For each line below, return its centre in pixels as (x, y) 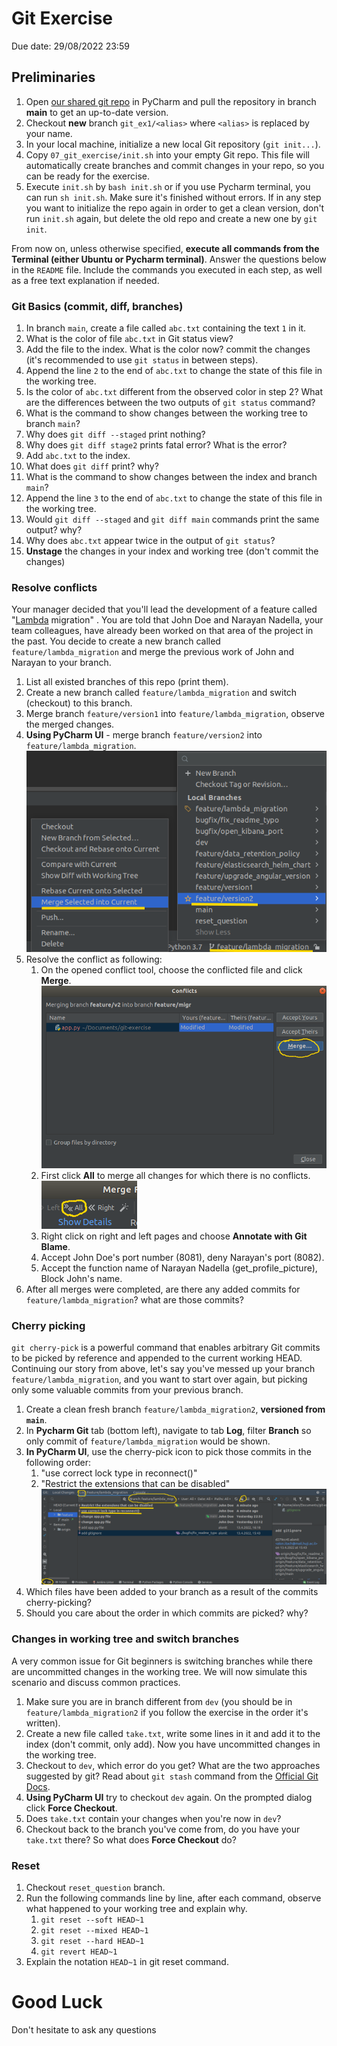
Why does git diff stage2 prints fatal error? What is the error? (156, 445)
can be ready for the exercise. (87, 176)
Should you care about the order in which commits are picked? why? (167, 1613)
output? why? (54, 530)
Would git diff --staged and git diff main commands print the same (172, 519)
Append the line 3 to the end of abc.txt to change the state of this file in (174, 498)
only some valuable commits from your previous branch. (127, 1390)
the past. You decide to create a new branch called (116, 641)
